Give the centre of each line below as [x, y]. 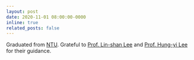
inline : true [22, 22]
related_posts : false [33, 28]
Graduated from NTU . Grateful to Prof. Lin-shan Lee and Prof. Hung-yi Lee [97, 45]
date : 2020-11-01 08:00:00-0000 [46, 17]
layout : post [22, 11]
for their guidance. [29, 51]
